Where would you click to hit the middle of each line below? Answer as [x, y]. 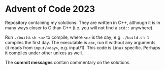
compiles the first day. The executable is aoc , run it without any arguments [81, 42]
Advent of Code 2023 [50, 9]
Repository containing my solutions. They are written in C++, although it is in [83, 23]
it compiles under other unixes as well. [44, 53]
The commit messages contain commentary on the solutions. [68, 62]
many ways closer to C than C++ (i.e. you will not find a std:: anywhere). [79, 27]
